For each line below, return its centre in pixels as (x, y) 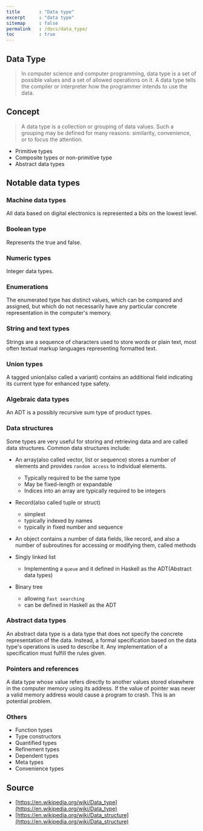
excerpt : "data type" (40, 18)
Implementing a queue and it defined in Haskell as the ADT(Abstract (108, 568)
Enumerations (27, 286)
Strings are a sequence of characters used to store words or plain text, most (101, 342)
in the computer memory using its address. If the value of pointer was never (101, 689)
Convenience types (39, 769)
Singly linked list (35, 557)
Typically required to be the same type (72, 478)
